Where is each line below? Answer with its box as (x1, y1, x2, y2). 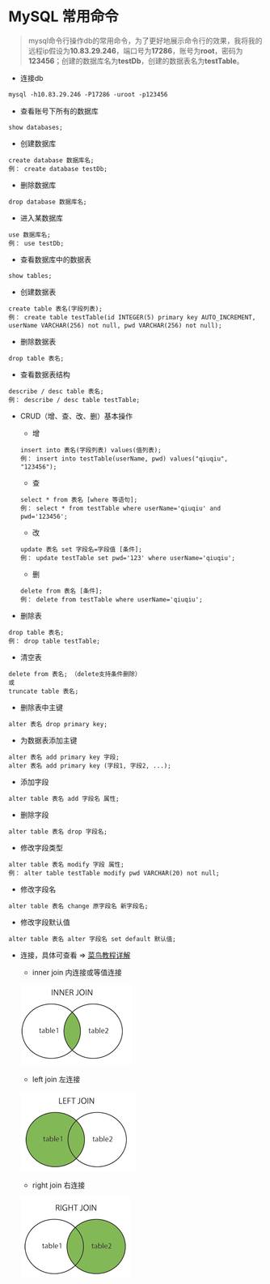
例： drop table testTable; (8, 637, 101, 645)
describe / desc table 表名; (8, 387, 104, 396)
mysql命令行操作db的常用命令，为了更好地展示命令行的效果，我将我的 (27, 36, 263, 45)
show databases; (8, 123, 63, 131)
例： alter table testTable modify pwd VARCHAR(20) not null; (8, 869, 220, 877)
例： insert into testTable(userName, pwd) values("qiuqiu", (19, 455, 229, 463)
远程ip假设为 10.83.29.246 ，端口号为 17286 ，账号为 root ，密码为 (27, 45, 243, 55)
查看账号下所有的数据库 (19, 106, 99, 116)
